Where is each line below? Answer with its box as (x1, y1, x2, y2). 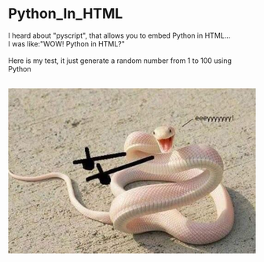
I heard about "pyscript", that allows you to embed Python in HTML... (8, 31, 231, 40)
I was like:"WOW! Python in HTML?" (8, 39, 126, 48)
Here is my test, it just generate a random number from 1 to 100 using (8, 56, 232, 65)
